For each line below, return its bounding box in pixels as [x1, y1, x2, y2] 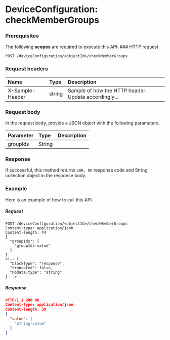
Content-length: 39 [5, 307, 47, 312]
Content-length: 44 [5, 230, 47, 235]
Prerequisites [5, 32, 39, 39]
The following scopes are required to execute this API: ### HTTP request [5, 44, 158, 50]
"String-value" [14, 321, 47, 326]
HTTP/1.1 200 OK [5, 297, 39, 303]
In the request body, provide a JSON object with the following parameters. [5, 120, 160, 126]
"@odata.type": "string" [10, 270, 62, 275]
